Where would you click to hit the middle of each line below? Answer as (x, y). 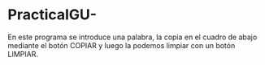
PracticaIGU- (52, 15)
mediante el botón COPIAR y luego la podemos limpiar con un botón (122, 45)
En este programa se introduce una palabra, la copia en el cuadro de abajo (132, 37)
